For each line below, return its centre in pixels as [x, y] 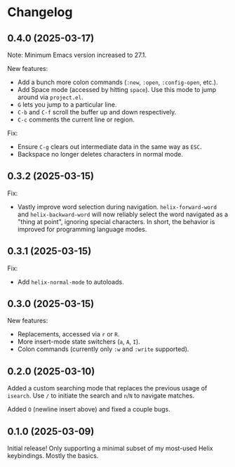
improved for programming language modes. [82, 229]
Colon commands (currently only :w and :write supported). [103, 349]
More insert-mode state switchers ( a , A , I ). [79, 342]
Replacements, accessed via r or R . [68, 334]
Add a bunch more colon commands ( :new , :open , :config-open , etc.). [117, 82]
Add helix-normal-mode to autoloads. [70, 282]
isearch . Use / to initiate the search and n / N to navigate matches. [101, 396]
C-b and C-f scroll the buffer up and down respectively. [97, 112]
